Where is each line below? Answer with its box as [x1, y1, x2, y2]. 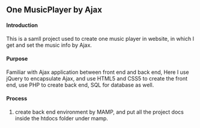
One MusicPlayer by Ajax [6, 5, 102, 15]
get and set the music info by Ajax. [6, 41, 92, 49]
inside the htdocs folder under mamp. [14, 115, 108, 122]
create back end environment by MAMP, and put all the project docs [14, 108, 184, 115]
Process [6, 95, 28, 102]
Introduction [6, 21, 38, 29]
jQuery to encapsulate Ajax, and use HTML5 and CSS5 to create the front [6, 75, 188, 82]
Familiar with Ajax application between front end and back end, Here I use [6, 69, 189, 76]
